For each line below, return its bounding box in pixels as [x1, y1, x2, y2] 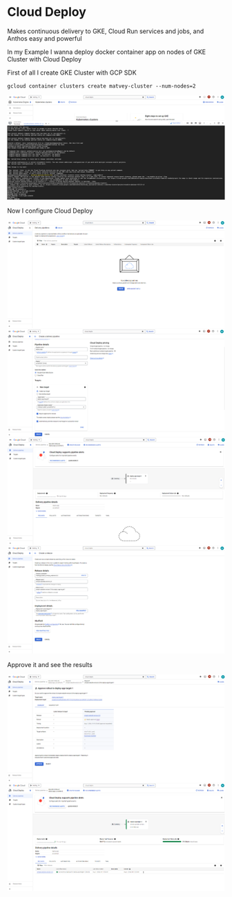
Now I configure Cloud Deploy [7, 206, 93, 215]
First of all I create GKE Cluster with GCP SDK [7, 68, 137, 77]
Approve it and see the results [7, 660, 93, 668]
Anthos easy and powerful [7, 34, 82, 42]
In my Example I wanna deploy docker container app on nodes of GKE [7, 48, 206, 56]
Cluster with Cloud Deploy [7, 55, 81, 63]
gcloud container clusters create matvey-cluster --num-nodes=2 [7, 82, 196, 90]
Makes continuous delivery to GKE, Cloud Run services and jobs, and [7, 27, 204, 35]
